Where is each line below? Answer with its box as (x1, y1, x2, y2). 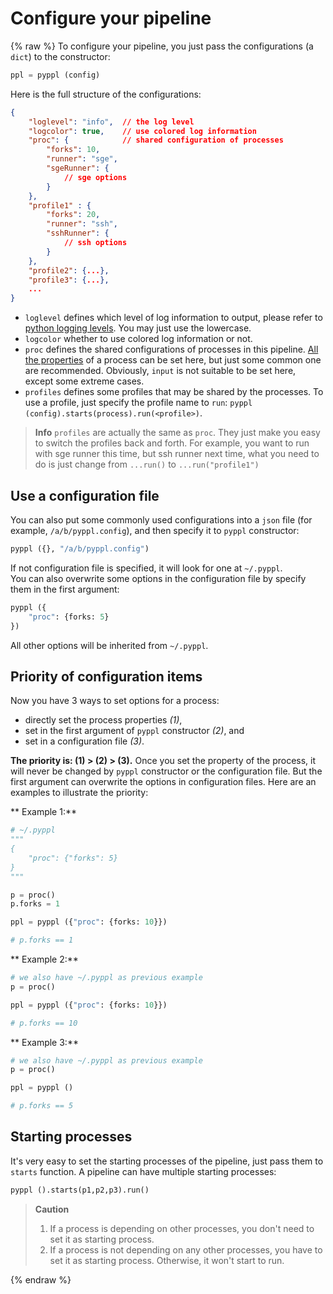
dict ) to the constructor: (10, 50, 111, 62)
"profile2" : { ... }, (28, 265, 110, 276)
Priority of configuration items (10, 668, 203, 685)
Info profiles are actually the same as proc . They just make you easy (34, 427, 321, 439)
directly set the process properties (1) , (24, 714, 183, 726)
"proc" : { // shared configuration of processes (28, 135, 284, 146)
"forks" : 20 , (46, 210, 101, 220)
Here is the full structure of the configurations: (10, 88, 202, 100)
